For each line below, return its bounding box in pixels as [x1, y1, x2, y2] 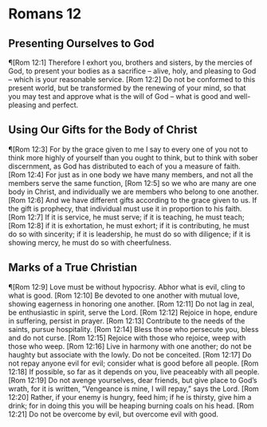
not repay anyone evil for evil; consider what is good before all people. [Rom [8, 358, 259, 368]
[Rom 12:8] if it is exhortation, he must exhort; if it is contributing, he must [8, 220, 249, 230]
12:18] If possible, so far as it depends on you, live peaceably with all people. [8, 366, 260, 376]
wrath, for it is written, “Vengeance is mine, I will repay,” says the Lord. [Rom [8, 384, 259, 393]
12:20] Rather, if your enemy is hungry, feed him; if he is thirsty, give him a [8, 392, 252, 401]
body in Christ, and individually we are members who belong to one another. [8, 187, 259, 196]
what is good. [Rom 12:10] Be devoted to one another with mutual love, [8, 291, 240, 300]
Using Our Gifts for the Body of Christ [8, 123, 198, 136]
